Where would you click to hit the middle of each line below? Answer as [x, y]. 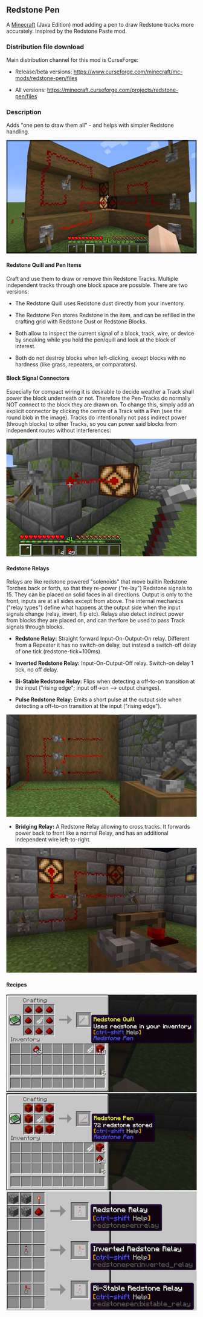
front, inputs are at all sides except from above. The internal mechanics [95, 601]
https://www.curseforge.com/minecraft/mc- [128, 72]
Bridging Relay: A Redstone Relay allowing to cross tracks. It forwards [102, 826]
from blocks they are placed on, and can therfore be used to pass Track [96, 621]
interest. [25, 346]
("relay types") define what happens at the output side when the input [93, 608]
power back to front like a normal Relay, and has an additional [92, 833]
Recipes [17, 985]
